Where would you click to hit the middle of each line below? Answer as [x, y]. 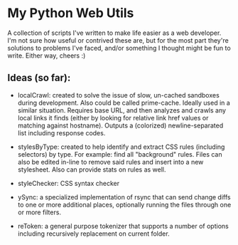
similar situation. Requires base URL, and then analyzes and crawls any [121, 110]
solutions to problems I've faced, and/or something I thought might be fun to [119, 48]
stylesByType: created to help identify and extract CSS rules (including [121, 147]
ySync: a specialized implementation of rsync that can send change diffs [124, 197]
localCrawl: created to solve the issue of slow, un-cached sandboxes [119, 95]
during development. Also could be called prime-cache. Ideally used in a [124, 103]
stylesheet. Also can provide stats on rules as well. [92, 170]
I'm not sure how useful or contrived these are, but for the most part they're [118, 40]
